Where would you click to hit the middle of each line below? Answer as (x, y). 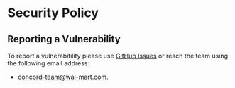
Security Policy (53, 13)
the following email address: (49, 63)
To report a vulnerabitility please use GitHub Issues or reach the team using (118, 56)
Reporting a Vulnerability (64, 39)
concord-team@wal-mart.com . (63, 77)
